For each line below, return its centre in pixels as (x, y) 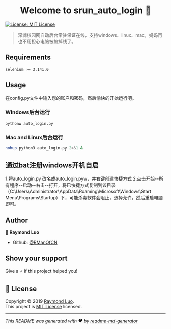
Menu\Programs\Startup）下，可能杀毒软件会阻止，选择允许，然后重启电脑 (84, 197)
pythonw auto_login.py (29, 123)
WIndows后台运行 (28, 112)
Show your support (36, 258)
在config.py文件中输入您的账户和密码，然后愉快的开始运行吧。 (71, 98)
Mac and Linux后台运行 (34, 137)
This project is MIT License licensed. (44, 307)
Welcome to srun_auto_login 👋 (85, 10)
